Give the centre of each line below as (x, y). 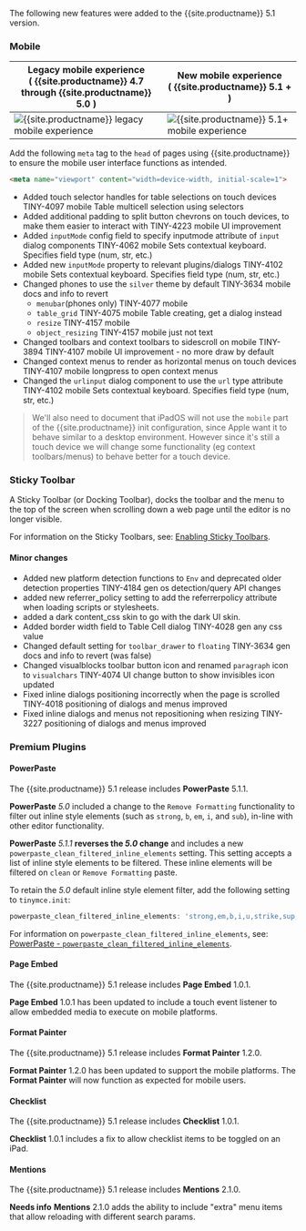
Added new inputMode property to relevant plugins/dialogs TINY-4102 (153, 265)
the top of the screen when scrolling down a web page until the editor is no (150, 510)
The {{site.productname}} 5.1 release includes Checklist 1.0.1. (124, 1121)
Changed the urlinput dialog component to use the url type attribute (153, 381)
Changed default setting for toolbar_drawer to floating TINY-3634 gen (157, 646)
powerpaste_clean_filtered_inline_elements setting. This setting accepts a (151, 853)
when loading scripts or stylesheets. (91, 607)
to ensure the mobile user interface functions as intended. (118, 163)
